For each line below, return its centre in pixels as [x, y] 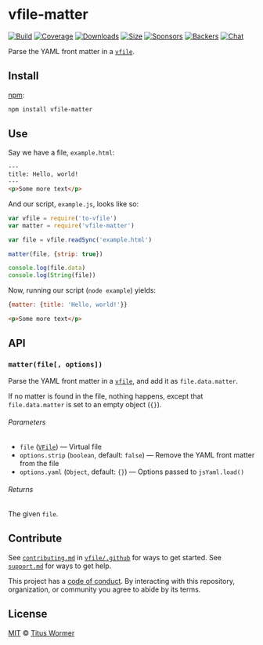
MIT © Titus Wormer [41, 632]
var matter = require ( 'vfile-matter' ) [71, 225]
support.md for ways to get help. [60, 566]
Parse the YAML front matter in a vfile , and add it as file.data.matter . [123, 381]
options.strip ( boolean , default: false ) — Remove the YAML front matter [137, 455]
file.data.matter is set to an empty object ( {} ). [85, 404]
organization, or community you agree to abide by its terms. [104, 589]
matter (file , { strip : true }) [56, 254]
